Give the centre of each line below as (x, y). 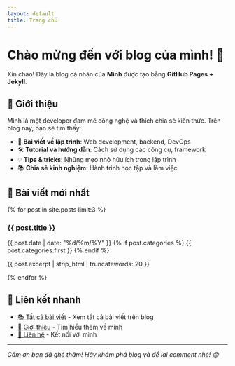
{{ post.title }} (31, 227)
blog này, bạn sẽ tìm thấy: (44, 128)
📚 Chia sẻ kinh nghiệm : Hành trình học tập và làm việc (97, 168)
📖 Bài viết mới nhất (48, 192)
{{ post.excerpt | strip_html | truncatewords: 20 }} (79, 264)
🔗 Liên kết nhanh (44, 300)
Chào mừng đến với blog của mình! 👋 (116, 55)
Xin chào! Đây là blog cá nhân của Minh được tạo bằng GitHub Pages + (111, 74)
